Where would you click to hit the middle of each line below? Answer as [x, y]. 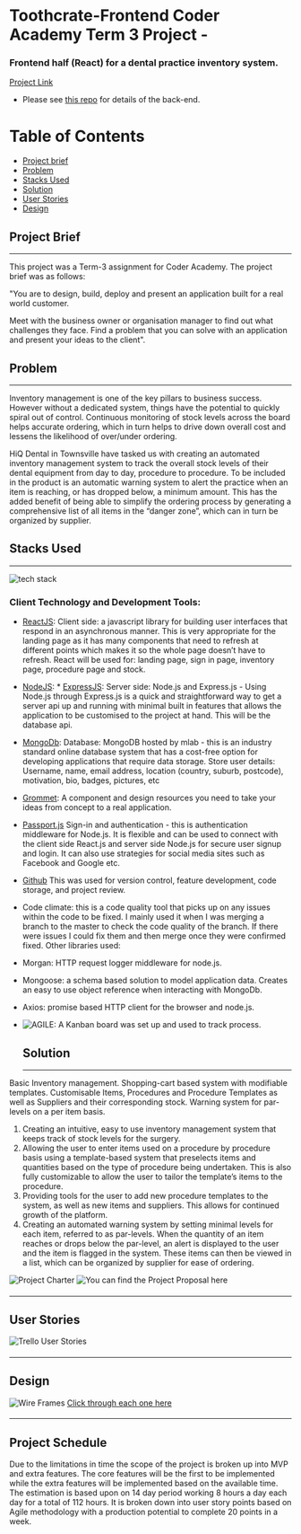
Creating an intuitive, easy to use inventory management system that [149, 1129]
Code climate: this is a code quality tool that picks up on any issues [146, 907]
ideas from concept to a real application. [97, 807]
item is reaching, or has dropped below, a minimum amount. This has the [143, 492]
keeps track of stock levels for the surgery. [101, 1138]
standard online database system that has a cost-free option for [140, 752]
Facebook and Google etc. [71, 863]
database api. [47, 725]
